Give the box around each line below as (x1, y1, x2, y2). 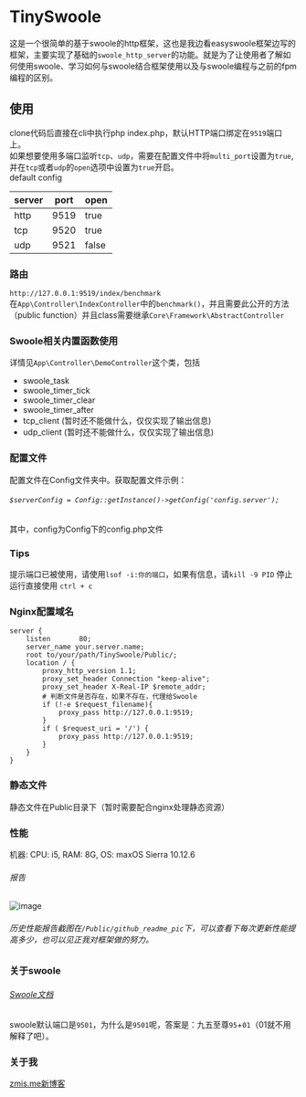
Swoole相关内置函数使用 (9, 334, 119, 347)
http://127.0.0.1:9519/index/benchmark (9, 290, 162, 299)
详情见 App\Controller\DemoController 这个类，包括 (9, 357, 201, 368)
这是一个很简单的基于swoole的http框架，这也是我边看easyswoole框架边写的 (9, 37, 297, 48)
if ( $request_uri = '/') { (42, 724, 149, 733)
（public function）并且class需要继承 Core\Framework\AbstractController (9, 310, 285, 321)
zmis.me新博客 (9, 1078, 66, 1089)
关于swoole (9, 965, 61, 977)
